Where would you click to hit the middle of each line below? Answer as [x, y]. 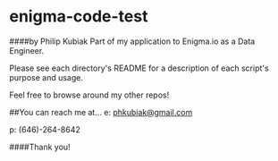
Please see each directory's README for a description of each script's [139, 68]
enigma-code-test [79, 17]
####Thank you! [40, 147]
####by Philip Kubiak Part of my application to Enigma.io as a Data [132, 41]
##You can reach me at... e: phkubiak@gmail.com [101, 112]
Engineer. [27, 50]
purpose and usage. [46, 77]
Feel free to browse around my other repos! [89, 95]
